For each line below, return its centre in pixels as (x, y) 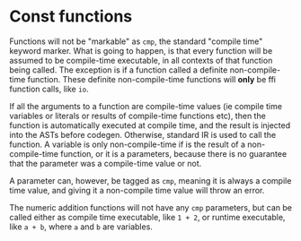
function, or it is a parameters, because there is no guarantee (173, 153)
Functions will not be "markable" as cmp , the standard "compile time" (136, 41)
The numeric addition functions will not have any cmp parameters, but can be (150, 207)
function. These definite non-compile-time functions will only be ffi (152, 79)
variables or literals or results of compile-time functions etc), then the (138, 116)
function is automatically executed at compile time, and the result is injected (150, 125)
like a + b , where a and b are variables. (81, 227)
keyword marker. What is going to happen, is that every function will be (141, 50)
